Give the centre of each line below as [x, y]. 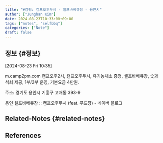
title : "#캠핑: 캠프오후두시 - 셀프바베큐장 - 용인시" [54, 10]
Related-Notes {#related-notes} [55, 119]
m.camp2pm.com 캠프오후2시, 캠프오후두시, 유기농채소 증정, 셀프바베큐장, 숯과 [82, 76]
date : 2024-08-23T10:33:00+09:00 [39, 19]
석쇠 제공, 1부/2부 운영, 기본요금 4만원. [42, 82]
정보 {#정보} [23, 54]
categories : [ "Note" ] [27, 28]
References [23, 135]
